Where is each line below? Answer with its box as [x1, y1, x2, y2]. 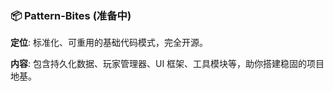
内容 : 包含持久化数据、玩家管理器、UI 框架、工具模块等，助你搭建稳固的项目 [10, 58, 325, 70]
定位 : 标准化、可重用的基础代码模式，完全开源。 [10, 37, 208, 49]
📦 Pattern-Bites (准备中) [10, 8, 132, 22]
